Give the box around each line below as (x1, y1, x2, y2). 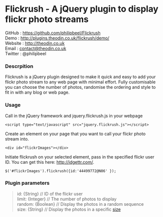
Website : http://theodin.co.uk (5, 40, 65, 46)
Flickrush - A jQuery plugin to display (5, 3, 159, 15)
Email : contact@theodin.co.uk (5, 45, 67, 51)
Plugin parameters (5, 179, 50, 186)
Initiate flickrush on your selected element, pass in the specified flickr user (5, 154, 155, 159)
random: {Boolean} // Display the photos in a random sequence (17, 201, 144, 207)
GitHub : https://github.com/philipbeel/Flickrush (5, 30, 101, 36)
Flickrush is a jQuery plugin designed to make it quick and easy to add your (5, 74, 156, 80)
